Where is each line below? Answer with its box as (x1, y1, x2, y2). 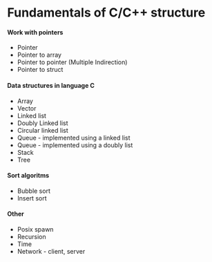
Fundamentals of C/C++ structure (7, 5, 206, 21)
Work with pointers (7, 28, 64, 36)
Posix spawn (17, 225, 54, 233)
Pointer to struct (17, 66, 64, 74)
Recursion (17, 233, 46, 241)
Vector (17, 104, 37, 112)
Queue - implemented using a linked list (17, 133, 131, 142)
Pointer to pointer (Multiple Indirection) (17, 58, 128, 66)
